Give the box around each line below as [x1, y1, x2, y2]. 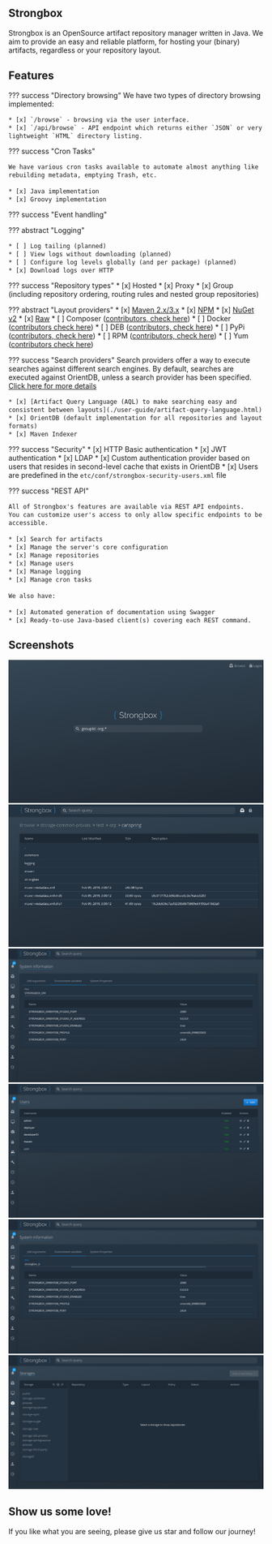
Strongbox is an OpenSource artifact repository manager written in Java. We [8, 28, 264, 37]
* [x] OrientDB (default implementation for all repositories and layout [8, 414, 263, 422]
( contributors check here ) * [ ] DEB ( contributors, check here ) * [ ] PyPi [8, 322, 245, 332]
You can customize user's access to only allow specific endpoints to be [8, 510, 263, 518]
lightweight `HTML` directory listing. [8, 131, 143, 140]
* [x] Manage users [8, 559, 74, 567]
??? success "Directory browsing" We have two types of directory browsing [8, 90, 261, 100]
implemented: [8, 99, 54, 109]
